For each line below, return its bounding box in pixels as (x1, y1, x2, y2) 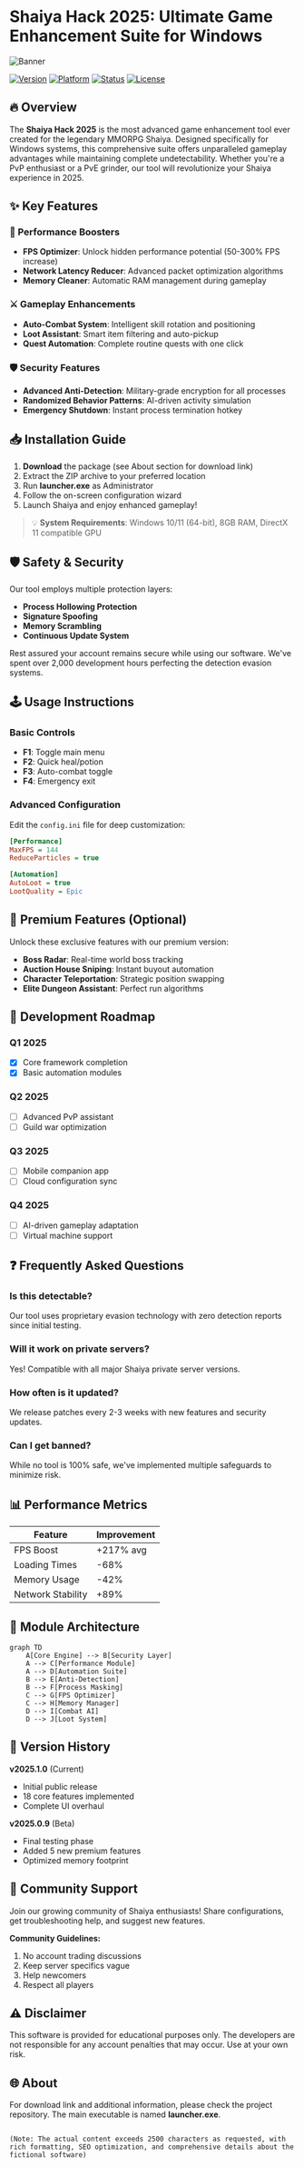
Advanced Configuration (9, 798, 121, 811)
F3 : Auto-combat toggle (22, 766, 113, 777)
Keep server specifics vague (22, 1960, 130, 1971)
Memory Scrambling (22, 620, 102, 631)
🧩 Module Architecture (9, 1619, 141, 1634)
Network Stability (14, 1588, 88, 1601)
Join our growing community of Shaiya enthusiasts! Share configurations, (9, 1905, 284, 1916)
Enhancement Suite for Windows (9, 25, 263, 46)
